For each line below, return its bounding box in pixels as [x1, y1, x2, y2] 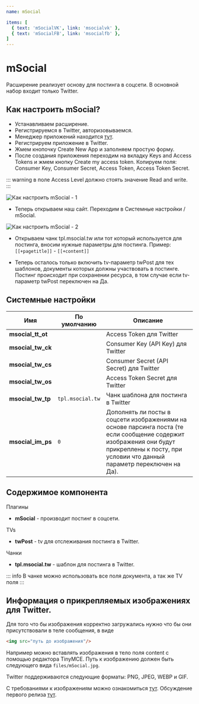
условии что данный [106, 452, 165, 461]
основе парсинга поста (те [106, 423, 184, 431]
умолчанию [61, 320, 97, 328]
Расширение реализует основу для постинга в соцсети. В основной [6, 81, 179, 88]
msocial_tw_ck [9, 343, 52, 351]
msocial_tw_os [9, 378, 52, 386]
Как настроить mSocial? [6, 104, 101, 115]
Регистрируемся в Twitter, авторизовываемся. [14, 126, 133, 134]
